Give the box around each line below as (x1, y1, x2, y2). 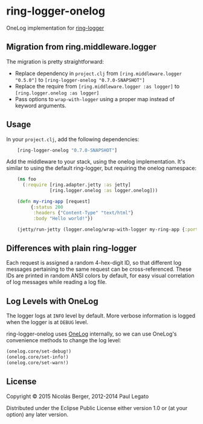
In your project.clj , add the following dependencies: (6, 135, 140, 143)
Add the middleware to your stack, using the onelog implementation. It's (6, 158, 185, 165)
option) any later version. (6, 411, 68, 418)
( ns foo (17, 176, 36, 182)
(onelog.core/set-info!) (6, 354, 69, 360)
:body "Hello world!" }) (33, 215, 94, 222)
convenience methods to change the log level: (6, 337, 121, 344)
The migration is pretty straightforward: (6, 58, 105, 65)
